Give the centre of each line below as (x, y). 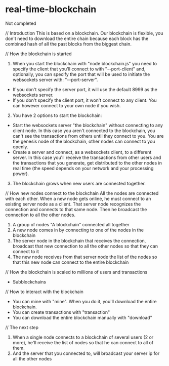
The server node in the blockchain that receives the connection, (79, 240)
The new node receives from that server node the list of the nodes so (85, 257)
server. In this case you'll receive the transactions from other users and (87, 157)
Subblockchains (29, 281)
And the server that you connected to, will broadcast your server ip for (86, 353)
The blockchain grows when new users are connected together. (79, 183)
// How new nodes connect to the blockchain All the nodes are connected (82, 193)
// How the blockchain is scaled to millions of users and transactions (76, 272)
